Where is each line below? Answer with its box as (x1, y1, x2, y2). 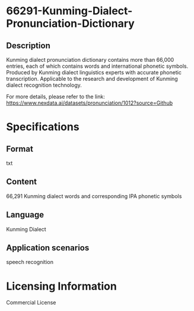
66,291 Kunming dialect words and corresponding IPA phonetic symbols (6, 192, 182, 200)
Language (6, 210, 44, 220)
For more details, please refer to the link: (6, 93, 105, 100)
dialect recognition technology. (6, 81, 82, 89)
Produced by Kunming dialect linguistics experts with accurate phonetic (6, 69, 182, 76)
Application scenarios (6, 243, 90, 253)
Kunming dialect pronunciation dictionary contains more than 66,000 (6, 56, 174, 63)
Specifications (6, 120, 79, 134)
